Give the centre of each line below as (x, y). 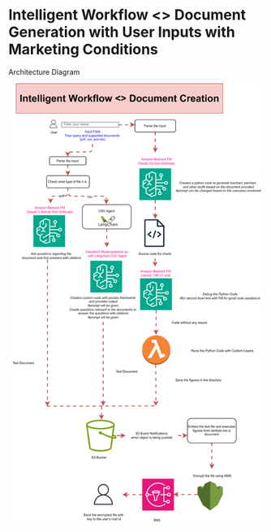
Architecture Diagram (44, 71)
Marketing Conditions (83, 50)
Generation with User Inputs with (122, 32)
